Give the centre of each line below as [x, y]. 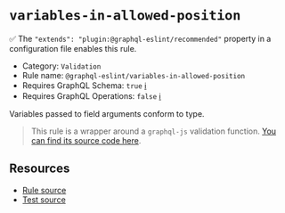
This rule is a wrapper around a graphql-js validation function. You [154, 131]
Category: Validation [61, 66]
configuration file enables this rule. [73, 48]
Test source [44, 200]
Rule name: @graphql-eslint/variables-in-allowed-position [134, 75]
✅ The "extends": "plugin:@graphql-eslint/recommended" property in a [140, 38]
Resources [40, 169]
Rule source [44, 190]
